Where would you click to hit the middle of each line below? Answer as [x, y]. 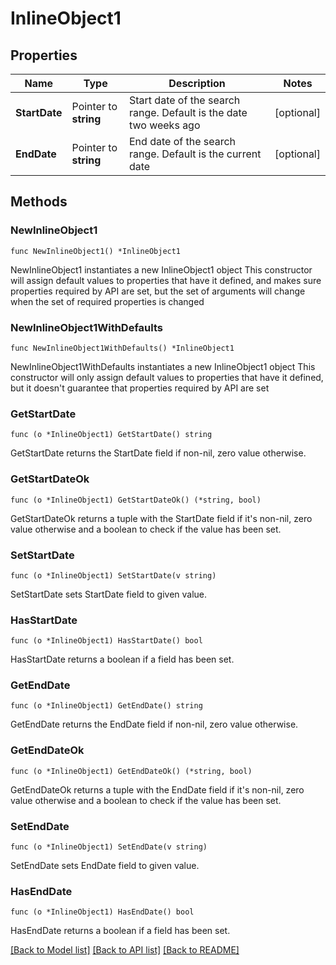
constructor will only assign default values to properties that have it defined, [167, 377]
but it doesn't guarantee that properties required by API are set [140, 388]
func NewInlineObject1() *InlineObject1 [96, 251]
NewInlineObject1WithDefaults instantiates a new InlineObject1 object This [163, 366]
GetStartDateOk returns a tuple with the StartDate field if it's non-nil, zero [161, 518]
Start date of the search [184, 100]
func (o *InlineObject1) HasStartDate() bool [106, 641]
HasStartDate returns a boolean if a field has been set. [122, 659]
